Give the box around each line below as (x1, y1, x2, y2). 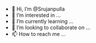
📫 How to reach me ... (11, 31, 66, 37)
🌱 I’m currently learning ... (11, 18, 74, 24)
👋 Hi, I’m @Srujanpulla (11, 6, 65, 12)
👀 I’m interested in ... (11, 12, 61, 19)
